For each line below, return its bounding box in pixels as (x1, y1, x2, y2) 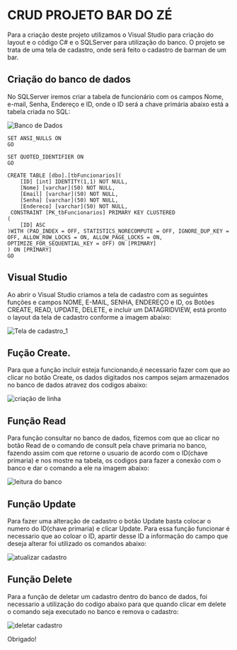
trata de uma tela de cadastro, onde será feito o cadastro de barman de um (7, 45, 226, 54)
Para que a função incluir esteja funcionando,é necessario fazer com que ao (7, 366, 230, 374)
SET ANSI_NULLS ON (7, 134, 62, 141)
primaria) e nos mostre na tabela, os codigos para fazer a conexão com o (7, 456, 221, 465)
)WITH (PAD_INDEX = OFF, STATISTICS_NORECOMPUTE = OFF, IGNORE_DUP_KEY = (7, 227, 230, 235)
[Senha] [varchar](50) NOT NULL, (20, 197, 119, 204)
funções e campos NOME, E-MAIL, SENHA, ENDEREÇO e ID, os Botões (7, 298, 215, 306)
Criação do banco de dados (7, 74, 131, 86)
